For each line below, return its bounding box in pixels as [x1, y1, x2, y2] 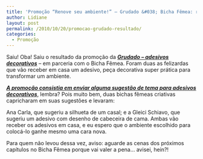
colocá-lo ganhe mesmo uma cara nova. [6, 128, 107, 135]
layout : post [6, 20, 39, 26]
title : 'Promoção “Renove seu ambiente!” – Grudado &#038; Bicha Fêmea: [6, 8, 193, 15]
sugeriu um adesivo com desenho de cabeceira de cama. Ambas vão [6, 115, 179, 122]
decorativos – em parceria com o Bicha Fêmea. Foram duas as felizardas [6, 60, 188, 67]
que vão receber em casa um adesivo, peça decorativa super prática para [6, 66, 191, 73]
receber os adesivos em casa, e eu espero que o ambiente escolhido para [6, 122, 191, 128]
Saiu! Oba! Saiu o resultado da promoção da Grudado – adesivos [6, 54, 169, 60]
